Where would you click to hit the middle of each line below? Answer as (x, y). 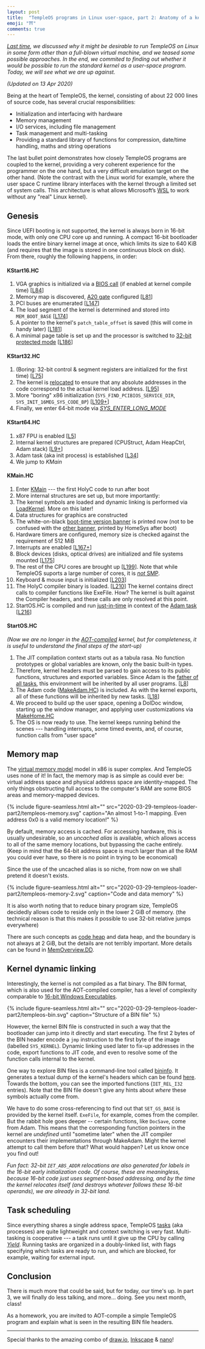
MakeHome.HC (35, 716)
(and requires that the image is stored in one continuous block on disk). (96, 250)
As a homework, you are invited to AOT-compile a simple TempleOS (92, 1316)
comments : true (26, 29)
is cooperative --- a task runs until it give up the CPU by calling (106, 1238)
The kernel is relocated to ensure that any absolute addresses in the (101, 382)
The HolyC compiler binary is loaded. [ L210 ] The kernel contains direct (104, 586)
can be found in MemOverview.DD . (50, 949)
